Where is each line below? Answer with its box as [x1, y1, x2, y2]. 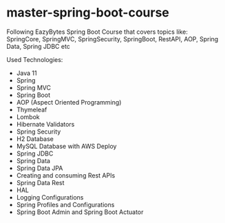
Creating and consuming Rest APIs [16, 171, 116, 180]
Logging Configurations [16, 193, 84, 201]
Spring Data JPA [16, 164, 63, 172]
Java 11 [16, 69, 37, 77]
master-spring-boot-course [6, 5, 170, 21]
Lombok [16, 112, 41, 121]
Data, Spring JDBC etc [6, 42, 70, 50]
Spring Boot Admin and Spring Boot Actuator [16, 208, 144, 216]
